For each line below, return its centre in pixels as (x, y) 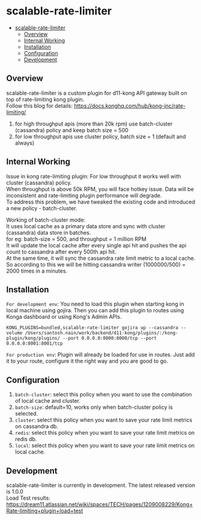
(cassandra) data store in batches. (49, 232)
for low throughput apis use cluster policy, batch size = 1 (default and (100, 136)
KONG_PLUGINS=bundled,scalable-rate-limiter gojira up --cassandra (92, 328)
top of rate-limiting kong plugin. (45, 99)
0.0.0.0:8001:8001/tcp (34, 343)
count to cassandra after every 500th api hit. (61, 252)
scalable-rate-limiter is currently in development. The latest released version (101, 485)
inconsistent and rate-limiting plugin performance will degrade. (84, 195)
